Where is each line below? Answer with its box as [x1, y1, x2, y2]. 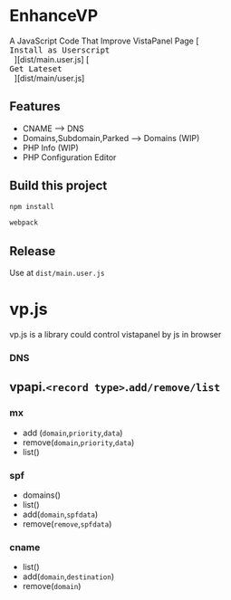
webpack [9, 218, 39, 227]
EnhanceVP [9, 5, 99, 26]
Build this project [9, 178, 108, 194]
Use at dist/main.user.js [9, 268, 105, 279]
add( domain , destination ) [22, 571, 115, 582]
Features [9, 99, 61, 114]
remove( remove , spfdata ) [22, 518, 112, 529]
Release [9, 243, 56, 259]
